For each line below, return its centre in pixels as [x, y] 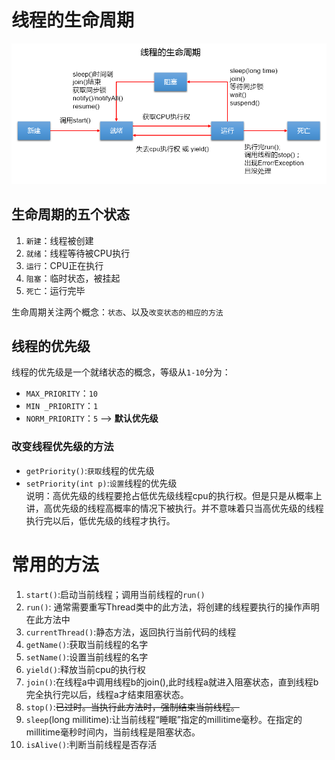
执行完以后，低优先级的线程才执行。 [100, 520]
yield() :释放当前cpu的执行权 [85, 669]
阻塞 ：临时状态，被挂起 [73, 278]
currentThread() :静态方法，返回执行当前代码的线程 [131, 632]
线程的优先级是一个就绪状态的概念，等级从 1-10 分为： [121, 372]
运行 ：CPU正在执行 [64, 265]
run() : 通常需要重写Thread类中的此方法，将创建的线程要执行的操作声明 [172, 607]
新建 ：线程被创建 [59, 240]
